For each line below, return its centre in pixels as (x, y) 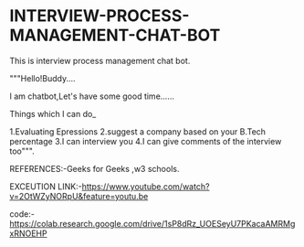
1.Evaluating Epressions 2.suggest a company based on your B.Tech (138, 131)
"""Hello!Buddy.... (42, 78)
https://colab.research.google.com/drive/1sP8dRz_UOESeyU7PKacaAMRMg (152, 223)
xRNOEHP (28, 233)
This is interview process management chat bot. (100, 60)
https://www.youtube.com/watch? (146, 186)
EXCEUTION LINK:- (46, 186)
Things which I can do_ (53, 113)
